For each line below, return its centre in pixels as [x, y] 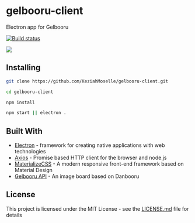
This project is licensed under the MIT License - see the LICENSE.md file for [97, 208]
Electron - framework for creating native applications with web [90, 145]
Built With [24, 131]
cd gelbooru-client [30, 92]
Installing [23, 68]
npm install [20, 102]
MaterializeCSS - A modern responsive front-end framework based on [99, 164]
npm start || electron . [36, 113]
